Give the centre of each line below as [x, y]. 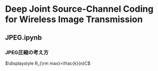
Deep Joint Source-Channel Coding [79, 9]
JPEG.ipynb [23, 37]
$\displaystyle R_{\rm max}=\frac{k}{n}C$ [48, 63]
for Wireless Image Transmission [74, 19]
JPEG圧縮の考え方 [27, 52]
